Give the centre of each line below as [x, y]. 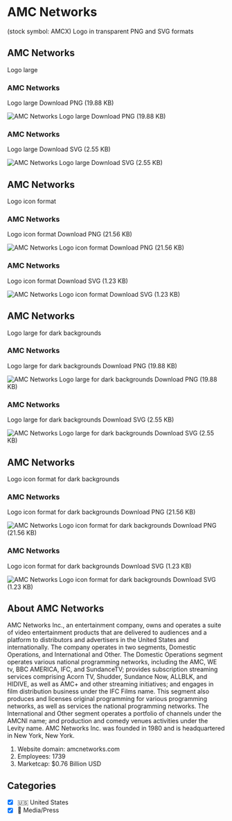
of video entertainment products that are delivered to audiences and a [107, 632]
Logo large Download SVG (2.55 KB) [59, 149]
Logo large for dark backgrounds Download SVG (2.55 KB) [91, 420]
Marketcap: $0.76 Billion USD [59, 764]
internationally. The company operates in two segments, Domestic [102, 647]
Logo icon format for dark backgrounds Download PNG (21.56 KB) [101, 512]
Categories [32, 785]
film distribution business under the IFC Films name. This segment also [108, 691]
